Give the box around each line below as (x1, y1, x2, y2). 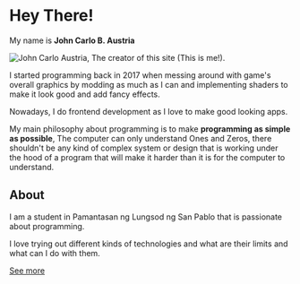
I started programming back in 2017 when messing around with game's (9, 69, 271, 81)
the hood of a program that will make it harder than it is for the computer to (9, 151, 286, 162)
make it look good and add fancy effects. (9, 89, 160, 99)
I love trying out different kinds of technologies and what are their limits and (9, 238, 288, 249)
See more (9, 265, 46, 276)
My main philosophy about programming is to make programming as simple (9, 123, 291, 134)
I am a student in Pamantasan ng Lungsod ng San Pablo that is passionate (9, 211, 283, 222)
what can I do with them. (9, 247, 100, 258)
